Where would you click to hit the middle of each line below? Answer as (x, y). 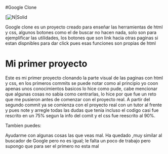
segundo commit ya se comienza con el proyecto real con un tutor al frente (83, 105)
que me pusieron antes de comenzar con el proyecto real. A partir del (78, 99)
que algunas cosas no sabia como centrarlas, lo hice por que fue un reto (81, 94)
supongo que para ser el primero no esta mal (52, 146)
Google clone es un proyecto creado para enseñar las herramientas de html (84, 27)
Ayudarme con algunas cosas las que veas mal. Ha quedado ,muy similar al (84, 135)
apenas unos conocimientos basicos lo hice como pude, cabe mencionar (81, 88)
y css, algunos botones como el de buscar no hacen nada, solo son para (81, 32)
